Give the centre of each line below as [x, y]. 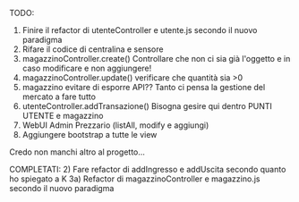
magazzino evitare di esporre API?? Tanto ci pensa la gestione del [144, 87]
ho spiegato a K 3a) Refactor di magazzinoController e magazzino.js [135, 179]
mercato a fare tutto [59, 97]
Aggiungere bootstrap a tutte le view [90, 135]
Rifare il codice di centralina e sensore [93, 49]
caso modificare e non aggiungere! [87, 68]
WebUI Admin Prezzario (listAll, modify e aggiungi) [115, 125]
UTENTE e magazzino [63, 116]
